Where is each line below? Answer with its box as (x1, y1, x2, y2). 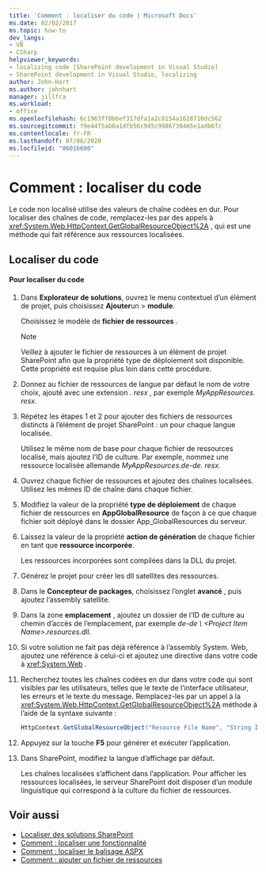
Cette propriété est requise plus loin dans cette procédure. (20, 364, 212, 373)
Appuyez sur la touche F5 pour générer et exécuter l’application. (20, 738, 231, 748)
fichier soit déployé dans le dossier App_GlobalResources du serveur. (20, 516, 248, 526)
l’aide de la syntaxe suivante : (20, 708, 117, 717)
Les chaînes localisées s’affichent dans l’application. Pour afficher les (20, 768, 247, 778)
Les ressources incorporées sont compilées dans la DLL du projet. (20, 556, 237, 565)
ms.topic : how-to (9, 26, 66, 34)
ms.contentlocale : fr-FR (9, 129, 91, 137)
